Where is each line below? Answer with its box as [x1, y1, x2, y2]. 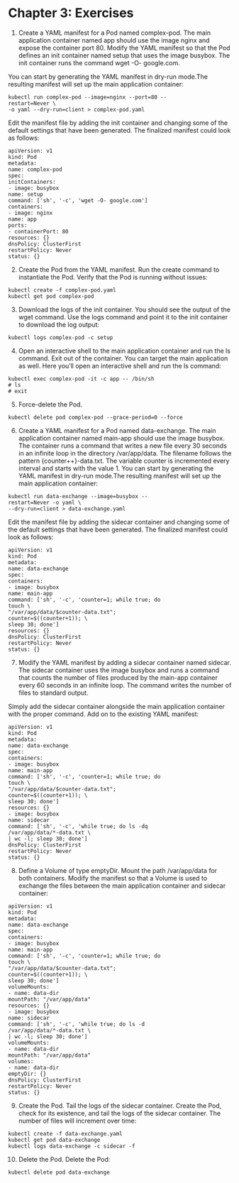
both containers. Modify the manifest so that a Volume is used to [18, 874, 208, 882]
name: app [8, 215, 38, 223]
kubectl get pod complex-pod [8, 292, 94, 299]
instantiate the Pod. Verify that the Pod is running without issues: [18, 273, 208, 281]
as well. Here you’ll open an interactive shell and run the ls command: [18, 361, 222, 370]
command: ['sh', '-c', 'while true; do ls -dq [8, 822, 148, 830]
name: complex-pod [8, 165, 62, 173]
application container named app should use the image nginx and [18, 35, 210, 44]
